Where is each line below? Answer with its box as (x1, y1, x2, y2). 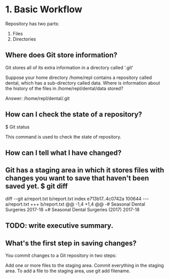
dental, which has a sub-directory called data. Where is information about (5, 79, 160, 86)
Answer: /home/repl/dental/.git (5, 95, 70, 101)
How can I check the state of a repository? (5, 110, 142, 119)
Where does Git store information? (5, 51, 117, 59)
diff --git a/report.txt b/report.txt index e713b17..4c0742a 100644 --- (5, 195, 149, 202)
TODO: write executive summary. (5, 222, 113, 230)
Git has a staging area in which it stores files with (5, 166, 164, 175)
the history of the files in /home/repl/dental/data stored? (5, 85, 124, 91)
